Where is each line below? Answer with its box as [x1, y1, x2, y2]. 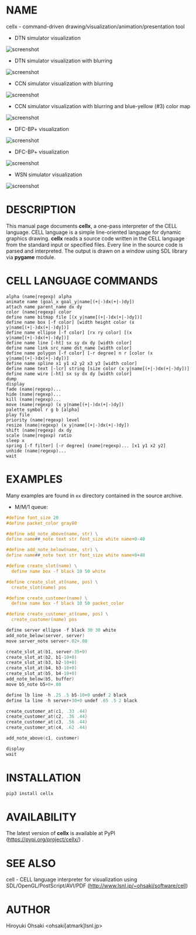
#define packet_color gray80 [6, 520, 77, 526]
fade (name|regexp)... [6, 386, 61, 392]
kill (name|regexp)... [6, 396, 61, 403]
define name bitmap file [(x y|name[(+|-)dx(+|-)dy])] [6, 314, 143, 320]
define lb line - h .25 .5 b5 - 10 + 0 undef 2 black [6, 692, 127, 698]
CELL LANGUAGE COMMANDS [6, 274, 158, 288]
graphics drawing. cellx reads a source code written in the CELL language [6, 234, 185, 242]
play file [6, 412, 30, 418]
